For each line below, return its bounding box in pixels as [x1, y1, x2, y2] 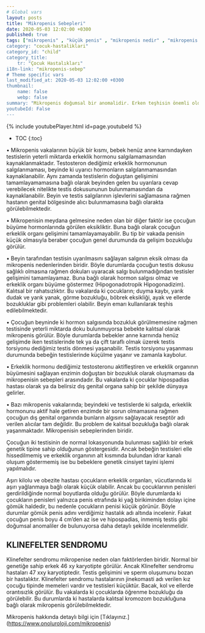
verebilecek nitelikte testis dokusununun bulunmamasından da [6, 185, 163, 193]
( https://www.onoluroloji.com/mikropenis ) [6, 620, 112, 627]
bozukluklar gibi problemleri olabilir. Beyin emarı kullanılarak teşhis [6, 300, 173, 307]
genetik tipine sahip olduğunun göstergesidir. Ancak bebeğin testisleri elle [6, 445, 192, 452]
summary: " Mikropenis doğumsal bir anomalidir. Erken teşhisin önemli [6, 100, 190, 106]
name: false [17, 89, 48, 95]
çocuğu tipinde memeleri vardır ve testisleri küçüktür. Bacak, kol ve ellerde [6, 582, 194, 590]
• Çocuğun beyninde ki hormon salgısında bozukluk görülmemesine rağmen [6, 318, 198, 326]
